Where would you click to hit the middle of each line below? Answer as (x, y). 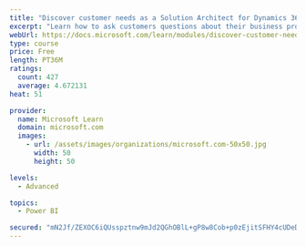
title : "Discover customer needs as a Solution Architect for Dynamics (148, 18)
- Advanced (38, 186)
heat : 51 (26, 94)
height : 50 (54, 161)
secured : (26, 228)
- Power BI (38, 211)
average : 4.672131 (53, 86)
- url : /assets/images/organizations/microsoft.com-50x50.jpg (146, 145)
